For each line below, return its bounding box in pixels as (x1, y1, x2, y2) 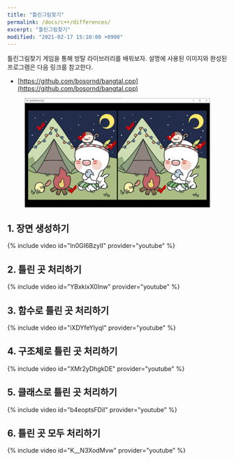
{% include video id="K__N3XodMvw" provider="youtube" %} (7, 446, 187, 455)
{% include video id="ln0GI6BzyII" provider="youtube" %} (7, 242, 176, 250)
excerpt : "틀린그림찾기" (7, 26, 71, 33)
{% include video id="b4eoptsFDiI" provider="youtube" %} (7, 405, 177, 414)
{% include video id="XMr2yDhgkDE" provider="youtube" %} (7, 364, 185, 373)
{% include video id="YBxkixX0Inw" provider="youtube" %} (7, 283, 180, 291)
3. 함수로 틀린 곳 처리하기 (7, 305, 110, 316)
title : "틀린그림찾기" (7, 11, 65, 18)
